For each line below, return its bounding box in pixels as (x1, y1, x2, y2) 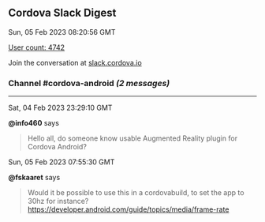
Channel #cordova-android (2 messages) (8, 77, 170, 88)
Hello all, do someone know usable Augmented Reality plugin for (27, 134, 238, 143)
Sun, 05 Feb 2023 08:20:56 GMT (8, 27, 116, 36)
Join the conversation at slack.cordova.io (8, 58, 142, 67)
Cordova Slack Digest (8, 6, 117, 20)
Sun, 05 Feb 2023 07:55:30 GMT (8, 157, 115, 167)
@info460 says (8, 119, 59, 128)
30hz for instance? (27, 197, 89, 206)
